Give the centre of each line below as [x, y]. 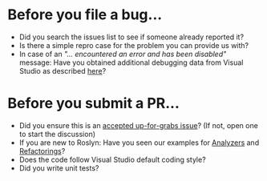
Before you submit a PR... [93, 104]
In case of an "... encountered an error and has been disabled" [123, 54]
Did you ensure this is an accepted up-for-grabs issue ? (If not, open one [138, 125]
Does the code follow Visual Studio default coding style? [112, 159]
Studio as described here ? [63, 70]
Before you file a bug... [85, 15]
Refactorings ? [42, 151]
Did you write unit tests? [59, 168]
